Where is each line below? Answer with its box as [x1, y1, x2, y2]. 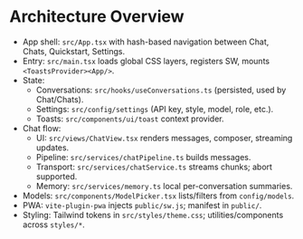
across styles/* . [22, 219, 86, 230]
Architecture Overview [9, 6, 185, 27]
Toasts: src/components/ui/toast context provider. [35, 113, 224, 124]
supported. [35, 170, 78, 182]
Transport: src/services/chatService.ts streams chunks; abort [35, 161, 273, 172]
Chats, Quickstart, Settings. [22, 45, 125, 56]
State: [22, 74, 45, 85]
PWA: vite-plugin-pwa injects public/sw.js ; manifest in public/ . [22, 199, 262, 210]
